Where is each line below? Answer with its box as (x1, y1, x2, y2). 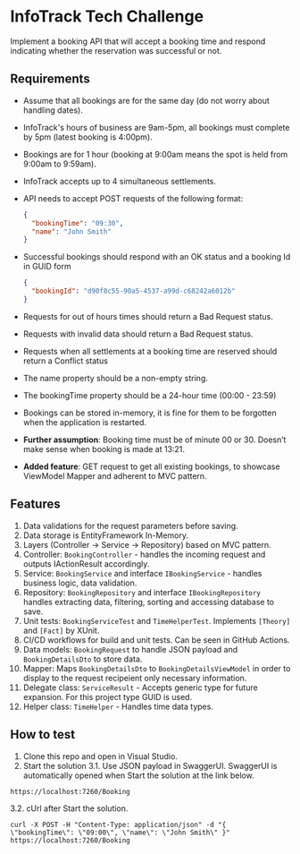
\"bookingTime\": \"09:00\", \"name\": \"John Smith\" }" (10, 828, 230, 837)
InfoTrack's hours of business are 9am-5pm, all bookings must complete (22, 122, 290, 132)
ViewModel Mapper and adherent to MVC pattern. (22, 470, 208, 481)
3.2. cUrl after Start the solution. (10, 803, 129, 814)
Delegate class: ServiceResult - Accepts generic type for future (22, 682, 258, 693)
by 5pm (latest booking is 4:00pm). (22, 132, 153, 142)
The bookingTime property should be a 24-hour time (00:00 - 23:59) (22, 389, 277, 400)
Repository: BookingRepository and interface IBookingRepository (22, 586, 262, 597)
